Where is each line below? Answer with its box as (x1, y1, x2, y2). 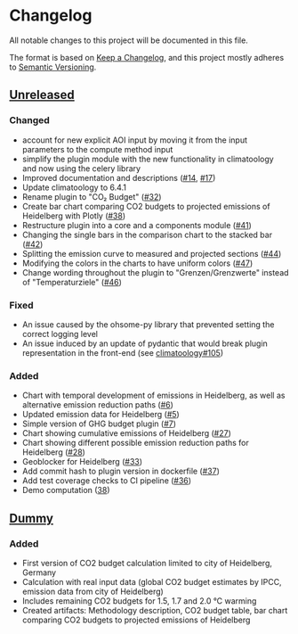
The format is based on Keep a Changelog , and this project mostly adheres (9, 52, 285, 62)
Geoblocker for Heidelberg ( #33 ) (21, 457, 143, 467)
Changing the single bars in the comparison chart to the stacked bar (21, 229, 273, 240)
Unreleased (9, 87, 76, 103)
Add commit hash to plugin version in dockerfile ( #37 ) (21, 465, 221, 477)
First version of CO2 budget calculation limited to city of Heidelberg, (21, 557, 273, 568)
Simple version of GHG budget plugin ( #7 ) (21, 418, 176, 429)
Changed (9, 114, 51, 127)
